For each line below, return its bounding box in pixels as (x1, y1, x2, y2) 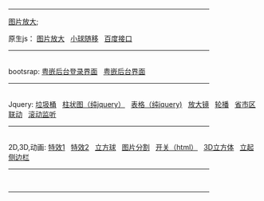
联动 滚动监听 (8, 109, 57, 119)
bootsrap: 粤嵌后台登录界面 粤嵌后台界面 (8, 67, 146, 76)
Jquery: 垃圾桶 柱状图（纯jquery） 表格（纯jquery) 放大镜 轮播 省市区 (8, 100, 257, 108)
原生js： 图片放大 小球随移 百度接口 (8, 33, 133, 43)
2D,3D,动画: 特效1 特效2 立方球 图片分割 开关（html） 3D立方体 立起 (8, 143, 254, 152)
